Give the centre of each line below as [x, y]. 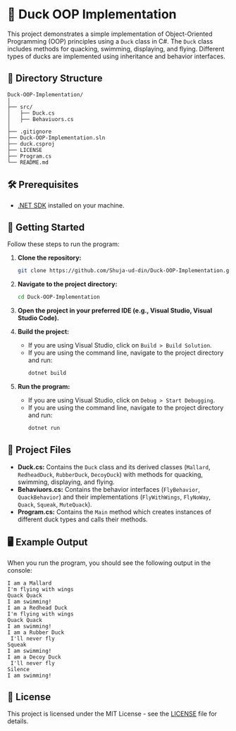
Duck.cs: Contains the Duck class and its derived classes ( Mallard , [114, 466]
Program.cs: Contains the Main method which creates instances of [114, 511]
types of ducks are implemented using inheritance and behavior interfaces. [116, 56]
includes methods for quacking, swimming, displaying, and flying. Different [116, 49]
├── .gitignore [30, 132]
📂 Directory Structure [55, 78]
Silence [19, 669]
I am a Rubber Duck [36, 633]
